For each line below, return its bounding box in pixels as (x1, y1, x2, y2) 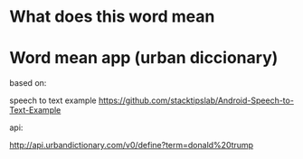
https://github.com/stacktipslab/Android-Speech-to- (98, 95, 294, 106)
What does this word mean (9, 6, 215, 27)
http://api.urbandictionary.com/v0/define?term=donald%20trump (9, 140, 254, 151)
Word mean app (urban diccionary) (9, 48, 279, 69)
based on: (9, 78, 47, 89)
